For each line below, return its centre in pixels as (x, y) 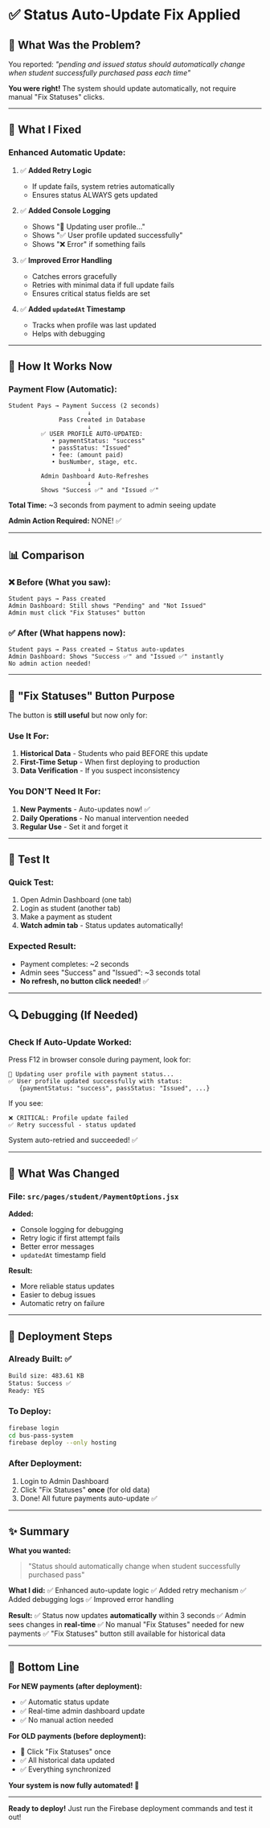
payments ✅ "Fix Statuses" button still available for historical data (117, 1633)
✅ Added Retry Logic (56, 170)
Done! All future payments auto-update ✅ (89, 1498)
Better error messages (57, 1247)
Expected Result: (42, 947)
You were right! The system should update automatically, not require (123, 88)
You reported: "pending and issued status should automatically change (127, 64)
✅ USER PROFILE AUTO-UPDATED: (92, 434)
